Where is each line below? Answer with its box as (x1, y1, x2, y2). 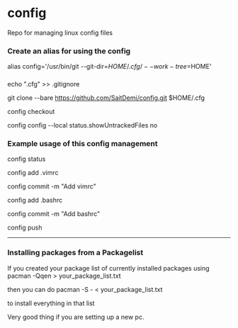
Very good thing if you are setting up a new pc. (7, 312, 144, 321)
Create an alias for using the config (7, 46, 131, 56)
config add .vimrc (7, 169, 59, 177)
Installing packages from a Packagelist (7, 248, 144, 258)
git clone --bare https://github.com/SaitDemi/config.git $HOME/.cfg (7, 94, 205, 102)
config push (7, 223, 42, 232)
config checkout (7, 108, 55, 116)
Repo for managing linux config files (7, 28, 113, 37)
